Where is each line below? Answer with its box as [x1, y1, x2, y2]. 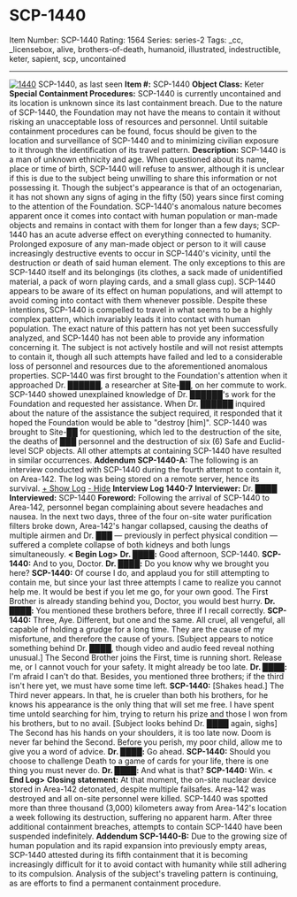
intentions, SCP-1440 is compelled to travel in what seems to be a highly [9, 304, 273, 315]
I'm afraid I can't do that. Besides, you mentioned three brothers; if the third [9, 671, 285, 681]
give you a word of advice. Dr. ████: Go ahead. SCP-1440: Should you [9, 746, 271, 756]
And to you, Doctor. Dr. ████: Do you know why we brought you [33, 558, 270, 569]
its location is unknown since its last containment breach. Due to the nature [9, 97, 283, 108]
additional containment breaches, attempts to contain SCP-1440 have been [9, 821, 283, 832]
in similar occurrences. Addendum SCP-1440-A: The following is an [9, 455, 259, 465]
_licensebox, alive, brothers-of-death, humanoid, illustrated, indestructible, [9, 43, 281, 54]
